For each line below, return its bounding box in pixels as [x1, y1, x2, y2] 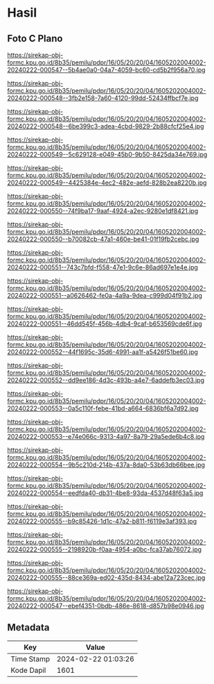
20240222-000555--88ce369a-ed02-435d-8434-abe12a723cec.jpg [7, 574, 206, 581]
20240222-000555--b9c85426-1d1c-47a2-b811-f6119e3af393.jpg [7, 517, 197, 525]
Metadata [7, 622, 50, 633]
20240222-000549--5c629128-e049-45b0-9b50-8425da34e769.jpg [7, 151, 208, 158]
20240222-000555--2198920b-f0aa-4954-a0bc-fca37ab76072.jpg [7, 545, 202, 553]
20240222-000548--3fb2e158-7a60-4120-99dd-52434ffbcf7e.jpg [7, 94, 199, 102]
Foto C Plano [7, 33, 63, 44]
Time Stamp [10, 654, 51, 664]
